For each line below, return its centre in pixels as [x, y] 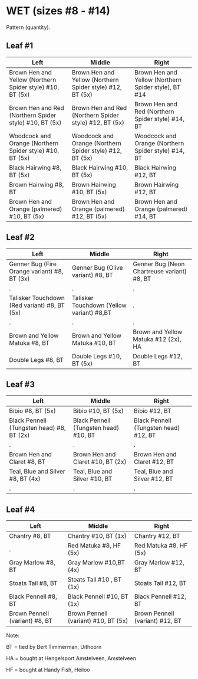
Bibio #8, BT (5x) [32, 411]
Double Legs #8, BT [36, 360]
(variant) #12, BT [158, 621]
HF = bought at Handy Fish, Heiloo [48, 670]
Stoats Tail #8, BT [33, 583]
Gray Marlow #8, [32, 563]
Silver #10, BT [93, 479]
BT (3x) [19, 279]
